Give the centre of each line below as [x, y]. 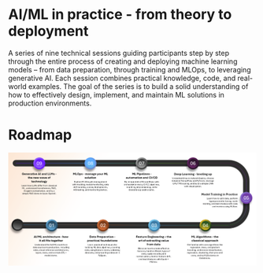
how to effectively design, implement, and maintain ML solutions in [116, 94]
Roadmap [40, 135]
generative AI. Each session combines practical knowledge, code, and [122, 78]
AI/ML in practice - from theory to [120, 15]
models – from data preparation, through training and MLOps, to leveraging [130, 69]
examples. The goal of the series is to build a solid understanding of [138, 86]
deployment [48, 31]
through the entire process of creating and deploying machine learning [123, 61]
